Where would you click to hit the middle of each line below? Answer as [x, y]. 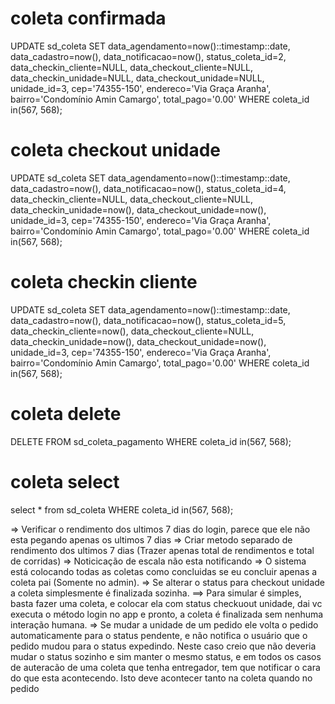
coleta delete [66, 414]
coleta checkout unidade [116, 150]
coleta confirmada [88, 18]
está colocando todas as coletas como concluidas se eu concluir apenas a [164, 571]
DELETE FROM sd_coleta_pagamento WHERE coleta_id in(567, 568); [151, 441]
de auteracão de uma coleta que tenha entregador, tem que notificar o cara [165, 667]
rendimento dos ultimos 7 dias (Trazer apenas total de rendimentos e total [162, 550]
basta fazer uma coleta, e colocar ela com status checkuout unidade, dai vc [166, 603]
